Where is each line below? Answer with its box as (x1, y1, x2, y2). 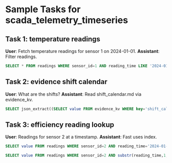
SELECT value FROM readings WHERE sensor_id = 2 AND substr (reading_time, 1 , (5, 153, 168, 158)
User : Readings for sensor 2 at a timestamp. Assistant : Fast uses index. (5, 134, 157, 140)
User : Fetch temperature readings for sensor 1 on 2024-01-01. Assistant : (5, 48, 160, 54)
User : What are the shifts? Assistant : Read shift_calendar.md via (5, 91, 142, 97)
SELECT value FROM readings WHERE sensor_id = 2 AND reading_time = (5, 144, 147, 149)
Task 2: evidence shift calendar (5, 77, 107, 86)
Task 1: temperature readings (5, 35, 101, 43)
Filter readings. (5, 53, 37, 60)
